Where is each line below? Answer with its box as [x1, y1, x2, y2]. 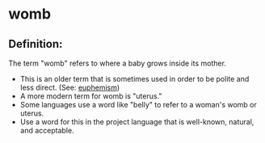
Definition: [8, 37, 63, 51]
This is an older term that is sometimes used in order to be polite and [19, 74, 250, 83]
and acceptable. [19, 126, 74, 135]
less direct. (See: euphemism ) [19, 82, 120, 92]
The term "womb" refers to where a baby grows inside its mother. [8, 58, 226, 68]
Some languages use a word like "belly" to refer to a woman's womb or [19, 100, 257, 109]
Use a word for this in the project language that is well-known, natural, [19, 117, 254, 126]
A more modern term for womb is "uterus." [19, 91, 162, 101]
